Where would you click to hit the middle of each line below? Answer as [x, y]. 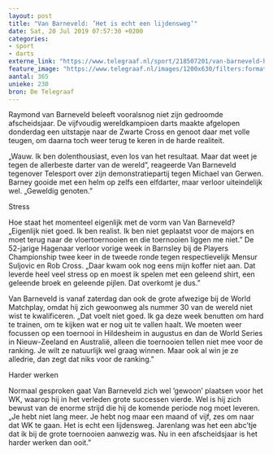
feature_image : [34, 69]
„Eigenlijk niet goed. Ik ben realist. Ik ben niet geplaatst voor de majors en [131, 231]
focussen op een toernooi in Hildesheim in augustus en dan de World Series [136, 334]
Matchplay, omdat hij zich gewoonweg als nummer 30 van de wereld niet [131, 308]
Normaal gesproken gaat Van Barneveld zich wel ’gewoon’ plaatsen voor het [136, 391]
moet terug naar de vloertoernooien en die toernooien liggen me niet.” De [131, 240]
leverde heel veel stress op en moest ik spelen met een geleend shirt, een [132, 274]
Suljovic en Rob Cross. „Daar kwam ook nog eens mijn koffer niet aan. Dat [132, 266]
